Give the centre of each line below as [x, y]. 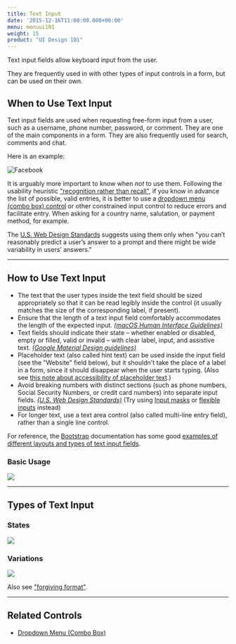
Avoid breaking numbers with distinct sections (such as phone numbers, [122, 385]
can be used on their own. [45, 81]
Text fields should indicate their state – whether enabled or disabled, [117, 332]
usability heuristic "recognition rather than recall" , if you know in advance [113, 191]
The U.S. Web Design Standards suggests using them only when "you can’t [116, 234]
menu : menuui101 [31, 27]
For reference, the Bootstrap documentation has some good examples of [113, 436]
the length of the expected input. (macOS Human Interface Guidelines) [120, 325]
